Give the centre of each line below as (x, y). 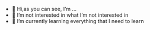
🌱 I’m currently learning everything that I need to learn (78, 21)
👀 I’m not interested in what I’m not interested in (70, 15)
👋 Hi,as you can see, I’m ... (44, 9)
